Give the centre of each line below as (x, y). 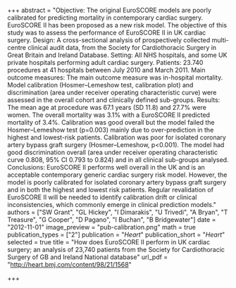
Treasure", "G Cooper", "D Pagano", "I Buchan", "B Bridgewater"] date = (112, 220)
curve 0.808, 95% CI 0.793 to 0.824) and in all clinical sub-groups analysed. (118, 160)
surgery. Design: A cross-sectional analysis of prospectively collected (109, 40)
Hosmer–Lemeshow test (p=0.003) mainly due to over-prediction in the (111, 130)
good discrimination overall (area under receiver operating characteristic (113, 152)
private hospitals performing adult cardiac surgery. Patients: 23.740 (105, 62)
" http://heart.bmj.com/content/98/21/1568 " (69, 264)
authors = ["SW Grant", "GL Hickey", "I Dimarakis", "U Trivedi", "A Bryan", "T (118, 212)
